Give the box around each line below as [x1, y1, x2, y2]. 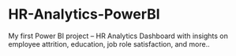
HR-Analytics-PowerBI [8, 5, 160, 23]
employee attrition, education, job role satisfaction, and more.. [8, 39, 211, 48]
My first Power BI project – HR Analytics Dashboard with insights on [8, 31, 229, 40]
